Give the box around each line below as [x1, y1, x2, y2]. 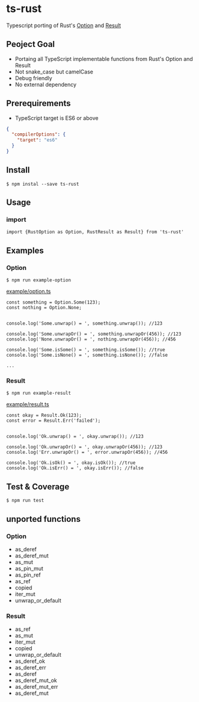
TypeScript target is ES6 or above [14, 114, 99, 122]
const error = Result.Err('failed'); [6, 418, 101, 424]
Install [6, 165, 30, 175]
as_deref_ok [14, 657, 45, 665]
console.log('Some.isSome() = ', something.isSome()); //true [6, 347, 165, 353]
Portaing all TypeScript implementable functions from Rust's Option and [14, 55, 194, 62]
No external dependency [14, 81, 77, 88]
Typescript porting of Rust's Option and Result [6, 22, 121, 29]
